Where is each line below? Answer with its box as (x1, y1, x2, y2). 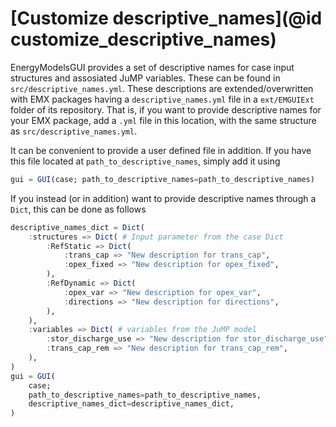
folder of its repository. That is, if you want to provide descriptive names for (10, 103, 322, 116)
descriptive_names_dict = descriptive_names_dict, (28, 399, 235, 409)
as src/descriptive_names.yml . (10, 125, 138, 137)
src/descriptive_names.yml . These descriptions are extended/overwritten (10, 82, 314, 94)
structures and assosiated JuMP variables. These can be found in (10, 72, 281, 84)
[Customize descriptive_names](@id (10, 7, 323, 30)
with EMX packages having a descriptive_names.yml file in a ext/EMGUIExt (10, 93, 315, 105)
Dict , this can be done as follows (10, 203, 147, 215)
